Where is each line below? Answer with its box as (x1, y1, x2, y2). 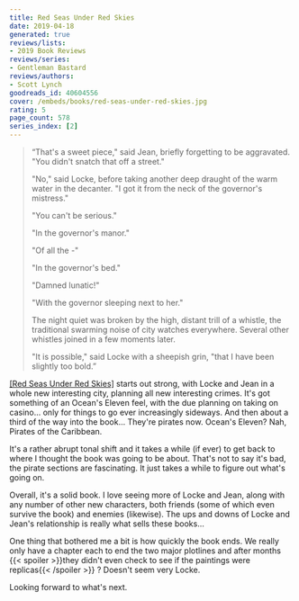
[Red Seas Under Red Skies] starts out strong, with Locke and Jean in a (9, 379, 275, 389)
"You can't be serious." (31, 211, 117, 220)
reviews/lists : (9, 38, 67, 48)
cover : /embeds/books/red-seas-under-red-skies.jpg (9, 96, 207, 106)
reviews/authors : (9, 72, 75, 81)
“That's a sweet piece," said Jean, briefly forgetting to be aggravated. (31, 147, 291, 157)
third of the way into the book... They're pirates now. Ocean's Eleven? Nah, (9, 417, 287, 427)
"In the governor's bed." (31, 263, 122, 273)
